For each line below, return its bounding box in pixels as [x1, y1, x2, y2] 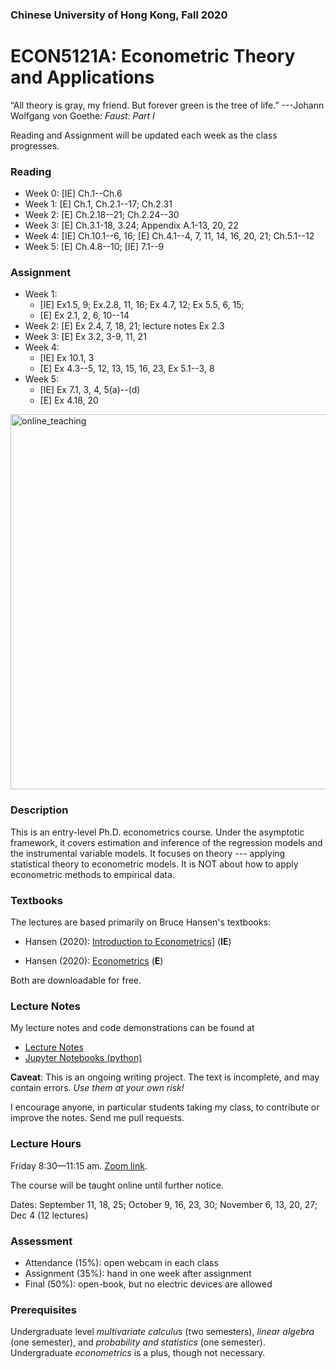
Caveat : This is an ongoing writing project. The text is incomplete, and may [10, 1071, 320, 1083]
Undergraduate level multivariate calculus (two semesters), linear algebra [10, 1326, 315, 1338]
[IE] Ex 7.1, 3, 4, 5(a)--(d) [39, 384, 141, 396]
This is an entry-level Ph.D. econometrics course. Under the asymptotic [10, 826, 305, 838]
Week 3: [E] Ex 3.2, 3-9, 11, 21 [24, 331, 147, 343]
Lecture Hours [10, 1137, 82, 1151]
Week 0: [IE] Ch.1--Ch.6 [24, 188, 123, 200]
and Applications [10, 66, 155, 89]
